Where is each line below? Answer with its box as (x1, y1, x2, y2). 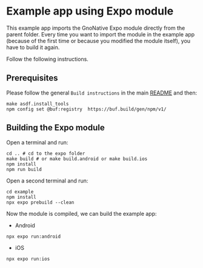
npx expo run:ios (6, 256, 50, 262)
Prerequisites (6, 73, 58, 83)
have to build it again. (6, 44, 60, 51)
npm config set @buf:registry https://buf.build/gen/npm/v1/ (6, 106, 167, 112)
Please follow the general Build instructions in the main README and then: (6, 89, 198, 96)
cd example (6, 189, 34, 195)
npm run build (6, 166, 42, 172)
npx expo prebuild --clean (6, 199, 75, 206)
